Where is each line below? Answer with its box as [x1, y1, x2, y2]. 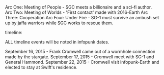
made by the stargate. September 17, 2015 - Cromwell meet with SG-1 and [5, 54, 154, 60]
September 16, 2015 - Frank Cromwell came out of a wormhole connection [5, 49, 156, 54]
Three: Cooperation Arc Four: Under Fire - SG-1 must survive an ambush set [5, 15, 160, 20]
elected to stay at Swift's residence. [5, 64, 78, 70]
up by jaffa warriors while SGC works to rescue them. [5, 20, 113, 26]
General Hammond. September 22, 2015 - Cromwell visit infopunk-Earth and [5, 59, 160, 65]
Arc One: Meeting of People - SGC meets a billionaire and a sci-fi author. [5, 4, 152, 10]
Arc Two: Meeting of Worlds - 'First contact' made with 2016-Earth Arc [5, 9, 148, 15]
